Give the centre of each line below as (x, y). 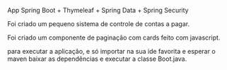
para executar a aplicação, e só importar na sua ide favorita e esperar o (111, 51)
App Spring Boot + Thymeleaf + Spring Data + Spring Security (98, 10)
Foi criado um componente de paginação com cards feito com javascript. (114, 37)
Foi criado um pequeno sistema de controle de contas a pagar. (98, 24)
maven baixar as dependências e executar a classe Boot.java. (97, 59)
